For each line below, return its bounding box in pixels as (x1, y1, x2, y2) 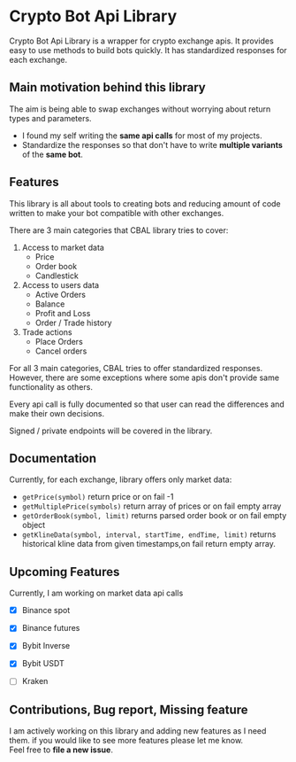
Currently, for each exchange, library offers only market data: (9, 474, 232, 485)
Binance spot (21, 605, 71, 616)
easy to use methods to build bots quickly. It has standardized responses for (9, 44, 287, 55)
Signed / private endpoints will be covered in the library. (9, 425, 213, 436)
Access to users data (21, 279, 100, 290)
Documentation (9, 450, 97, 466)
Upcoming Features (9, 564, 120, 579)
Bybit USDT (21, 658, 65, 669)
